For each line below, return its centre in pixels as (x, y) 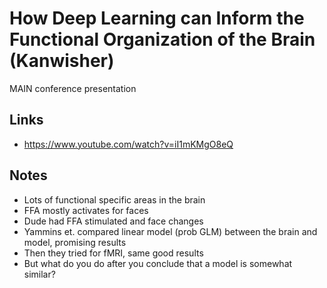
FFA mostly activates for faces (86, 210)
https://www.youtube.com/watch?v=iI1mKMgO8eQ (128, 144)
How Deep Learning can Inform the (157, 18)
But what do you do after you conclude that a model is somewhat (158, 263)
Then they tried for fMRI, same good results (113, 253)
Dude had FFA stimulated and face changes (113, 221)
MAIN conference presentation (73, 88)
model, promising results (75, 242)
